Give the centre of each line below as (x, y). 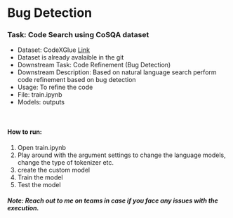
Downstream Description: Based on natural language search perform (117, 72)
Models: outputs (41, 102)
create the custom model (53, 170)
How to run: (25, 132)
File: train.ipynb (40, 95)
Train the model (40, 177)
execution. (23, 208)
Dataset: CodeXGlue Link (53, 50)
